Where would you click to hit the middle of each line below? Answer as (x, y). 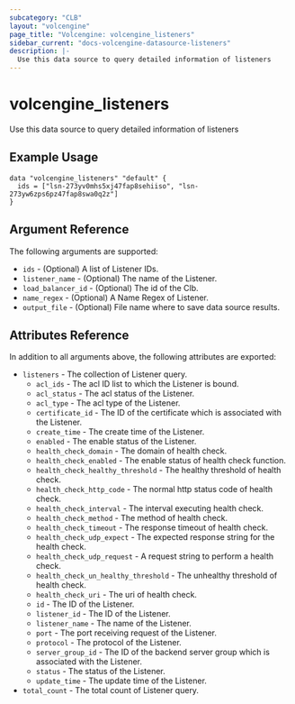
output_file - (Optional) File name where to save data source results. (151, 306)
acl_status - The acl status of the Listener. (115, 394)
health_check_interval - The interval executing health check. (149, 508)
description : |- (40, 51)
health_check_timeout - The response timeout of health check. (152, 527)
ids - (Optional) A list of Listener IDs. (90, 269)
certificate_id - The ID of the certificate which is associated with (158, 413)
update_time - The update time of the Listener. (121, 681)
